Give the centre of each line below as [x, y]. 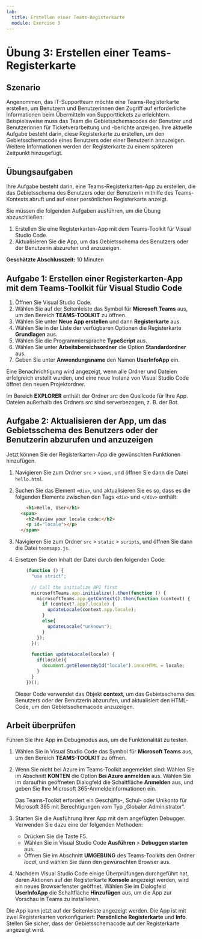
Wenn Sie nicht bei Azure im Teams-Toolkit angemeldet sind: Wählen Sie [105, 770]
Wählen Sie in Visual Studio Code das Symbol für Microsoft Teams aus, [104, 752]
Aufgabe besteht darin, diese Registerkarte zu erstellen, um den [85, 134]
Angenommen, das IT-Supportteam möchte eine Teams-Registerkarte [93, 102]
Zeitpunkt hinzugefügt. [35, 153]
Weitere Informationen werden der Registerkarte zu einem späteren [90, 147]
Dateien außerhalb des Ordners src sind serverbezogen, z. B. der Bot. [93, 402]
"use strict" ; [49, 576]
